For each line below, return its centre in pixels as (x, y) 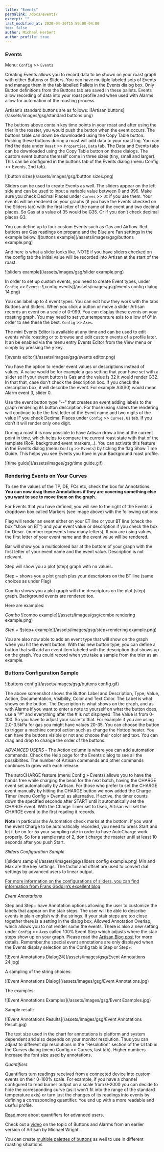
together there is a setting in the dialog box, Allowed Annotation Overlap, (78, 921)
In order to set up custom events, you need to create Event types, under (78, 281)
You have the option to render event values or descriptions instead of (75, 366)
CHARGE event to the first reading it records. (50, 812)
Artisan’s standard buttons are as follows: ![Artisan (56, 110)
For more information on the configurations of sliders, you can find (72, 881)
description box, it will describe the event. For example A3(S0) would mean (81, 388)
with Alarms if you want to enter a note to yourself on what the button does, (81, 709)
